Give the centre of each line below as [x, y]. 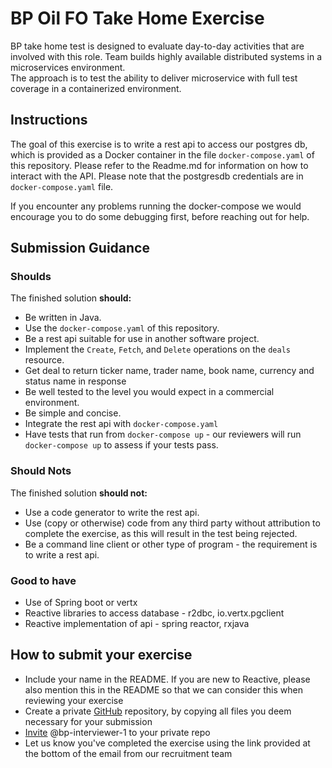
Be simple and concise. [73, 413]
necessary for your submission [88, 721]
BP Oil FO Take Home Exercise [137, 18]
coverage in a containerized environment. [96, 88]
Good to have [43, 580]
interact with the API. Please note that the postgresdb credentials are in [157, 176]
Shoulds [31, 277]
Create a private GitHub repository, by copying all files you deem [158, 711]
